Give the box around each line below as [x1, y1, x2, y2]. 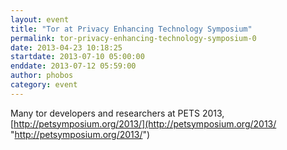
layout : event [10, 14, 70, 25]
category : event [10, 80, 78, 90]
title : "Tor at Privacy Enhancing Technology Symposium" [10, 24, 253, 34]
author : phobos [10, 71, 74, 81]
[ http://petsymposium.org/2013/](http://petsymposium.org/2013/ [10, 117, 277, 130]
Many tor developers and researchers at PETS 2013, [10, 107, 225, 119]
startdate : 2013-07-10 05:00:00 [10, 52, 145, 62]
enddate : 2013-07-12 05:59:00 [10, 61, 137, 71]
